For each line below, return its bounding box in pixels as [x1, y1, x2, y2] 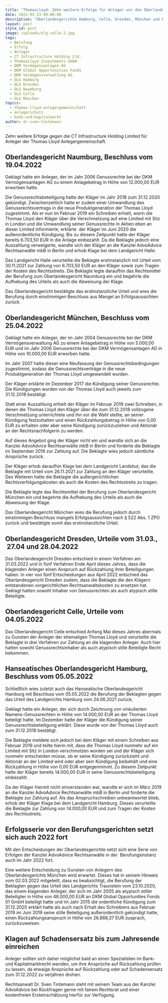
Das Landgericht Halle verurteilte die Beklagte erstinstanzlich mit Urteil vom [5, 257, 161, 263]
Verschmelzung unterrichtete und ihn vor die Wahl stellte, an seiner [5, 412, 144, 418]
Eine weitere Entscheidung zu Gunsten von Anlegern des [5, 867, 122, 873]
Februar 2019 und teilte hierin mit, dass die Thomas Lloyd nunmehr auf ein [5, 742, 158, 748]
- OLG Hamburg [9, 77, 39, 82]
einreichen [5, 942, 39, 951]
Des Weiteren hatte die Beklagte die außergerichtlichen [5, 474, 119, 480]
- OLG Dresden [9, 82, 39, 87]
